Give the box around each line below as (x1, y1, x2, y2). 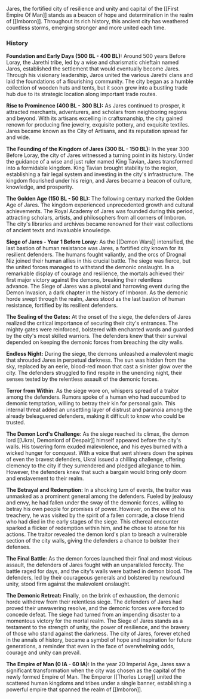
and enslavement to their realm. (6, 475, 84, 482)
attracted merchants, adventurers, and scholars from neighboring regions (6, 109, 187, 116)
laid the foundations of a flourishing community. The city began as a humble (6, 78, 194, 85)
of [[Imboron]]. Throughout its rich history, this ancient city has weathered (6, 18, 189, 24)
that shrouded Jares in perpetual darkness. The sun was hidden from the (6, 356, 186, 364)
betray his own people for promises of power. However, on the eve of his (6, 506, 185, 513)
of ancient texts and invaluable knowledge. (6, 227, 112, 234)
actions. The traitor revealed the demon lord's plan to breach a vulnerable (6, 531, 187, 538)
